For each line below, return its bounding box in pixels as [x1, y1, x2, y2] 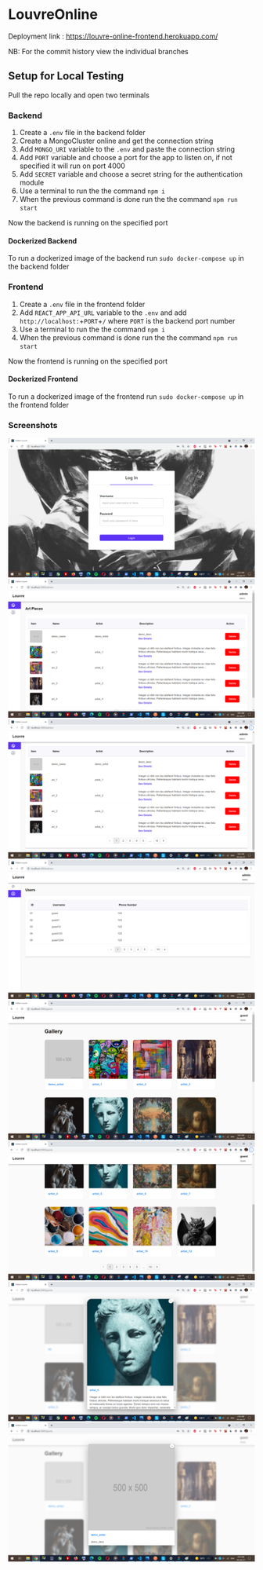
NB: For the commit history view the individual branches [8, 46, 189, 56]
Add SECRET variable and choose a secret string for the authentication [19, 170, 243, 179]
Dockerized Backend [8, 236, 77, 245]
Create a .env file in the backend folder [19, 128, 146, 137]
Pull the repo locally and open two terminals [8, 90, 150, 100]
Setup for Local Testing [8, 69, 124, 83]
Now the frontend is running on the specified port [8, 356, 168, 366]
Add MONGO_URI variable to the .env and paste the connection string [19, 145, 236, 154]
